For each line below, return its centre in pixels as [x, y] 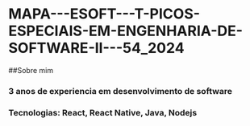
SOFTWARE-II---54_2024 [96, 48]
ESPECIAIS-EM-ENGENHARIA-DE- [126, 31]
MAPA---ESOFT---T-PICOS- [104, 14]
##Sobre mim [31, 70]
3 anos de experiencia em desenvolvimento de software [120, 91]
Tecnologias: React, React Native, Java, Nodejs [103, 112]
